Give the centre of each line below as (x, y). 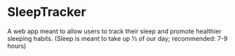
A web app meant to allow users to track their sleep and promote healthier (114, 31)
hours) (17, 46)
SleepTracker (47, 12)
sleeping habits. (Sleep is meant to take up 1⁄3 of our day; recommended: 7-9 (117, 38)
